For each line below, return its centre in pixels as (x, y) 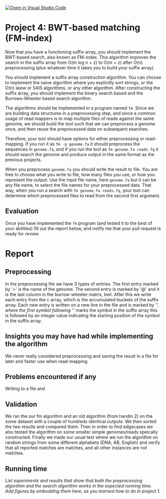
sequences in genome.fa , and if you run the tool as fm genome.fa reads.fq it (82, 149)
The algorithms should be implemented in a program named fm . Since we (80, 108)
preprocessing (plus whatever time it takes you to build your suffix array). (80, 67)
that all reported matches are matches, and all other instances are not (76, 448)
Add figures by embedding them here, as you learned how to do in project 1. (83, 491)
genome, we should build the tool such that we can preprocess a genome (80, 123)
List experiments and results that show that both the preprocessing (74, 480)
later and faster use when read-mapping (46, 361)
